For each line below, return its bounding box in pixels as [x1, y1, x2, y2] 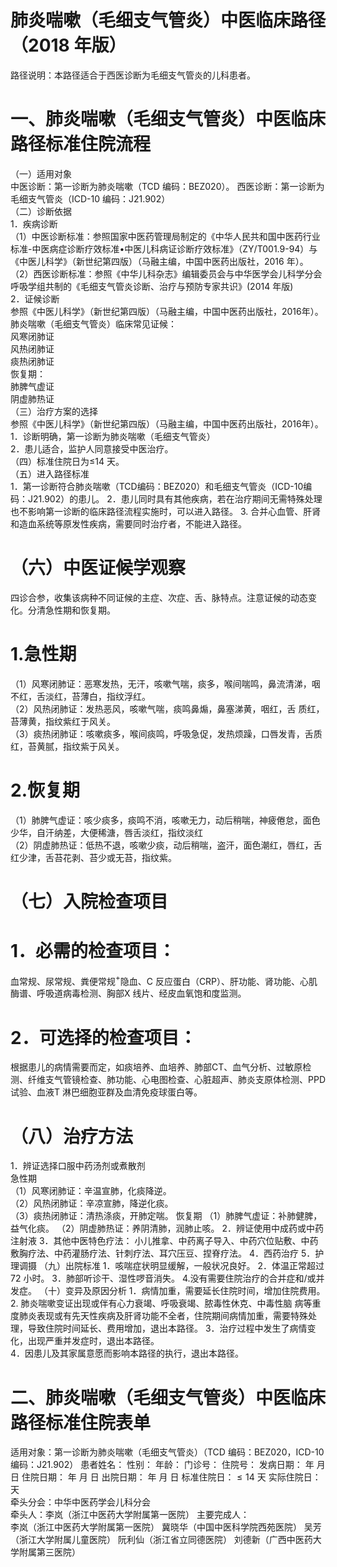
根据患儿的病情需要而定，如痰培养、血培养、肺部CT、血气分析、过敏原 [10, 1061, 303, 1073]
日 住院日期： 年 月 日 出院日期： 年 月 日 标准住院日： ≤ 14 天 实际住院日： [10, 1471, 322, 1483]
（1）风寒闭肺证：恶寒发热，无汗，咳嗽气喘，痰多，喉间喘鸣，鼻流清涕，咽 [10, 677, 321, 690]
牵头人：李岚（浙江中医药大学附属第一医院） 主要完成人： [10, 1509, 250, 1521]
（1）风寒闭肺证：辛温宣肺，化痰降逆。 [10, 1185, 172, 1197]
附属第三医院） [18, 1546, 81, 1558]
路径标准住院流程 [10, 133, 152, 156]
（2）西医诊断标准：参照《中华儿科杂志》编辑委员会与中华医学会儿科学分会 [10, 267, 323, 280]
